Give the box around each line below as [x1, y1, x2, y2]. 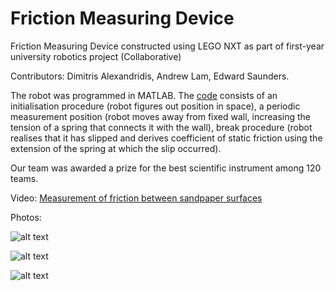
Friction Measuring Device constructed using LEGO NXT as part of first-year [10, 40, 325, 52]
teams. [10, 172, 39, 184]
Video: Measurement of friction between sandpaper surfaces [10, 192, 263, 204]
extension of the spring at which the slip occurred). [10, 142, 222, 154]
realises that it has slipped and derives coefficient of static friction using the [10, 132, 323, 144]
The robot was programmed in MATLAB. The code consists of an [10, 89, 278, 101]
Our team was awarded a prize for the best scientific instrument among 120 [10, 162, 322, 174]
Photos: [10, 211, 42, 223]
